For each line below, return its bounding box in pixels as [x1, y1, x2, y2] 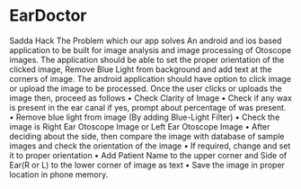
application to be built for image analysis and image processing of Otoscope [9, 44, 292, 55]
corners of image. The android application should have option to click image [9, 73, 292, 84]
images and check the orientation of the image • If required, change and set [9, 140, 291, 151]
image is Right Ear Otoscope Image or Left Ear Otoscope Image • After [9, 121, 270, 131]
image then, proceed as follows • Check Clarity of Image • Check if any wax [9, 92, 292, 103]
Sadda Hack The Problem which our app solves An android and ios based [9, 35, 282, 46]
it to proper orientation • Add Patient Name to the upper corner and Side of [9, 149, 288, 160]
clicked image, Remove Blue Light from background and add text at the [9, 64, 272, 75]
